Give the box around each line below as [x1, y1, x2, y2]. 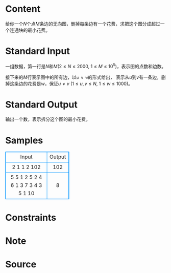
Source [5, 258, 37, 270]
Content [5, 3, 41, 15]
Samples [5, 134, 43, 146]
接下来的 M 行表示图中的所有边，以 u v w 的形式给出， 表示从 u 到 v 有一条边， [5, 74, 162, 80]
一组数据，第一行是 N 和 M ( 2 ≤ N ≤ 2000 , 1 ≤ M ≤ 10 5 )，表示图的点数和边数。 [5, 62, 166, 69]
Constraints [5, 212, 57, 223]
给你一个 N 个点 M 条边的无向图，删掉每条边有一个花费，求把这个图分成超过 [5, 20, 161, 27]
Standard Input [5, 46, 70, 57]
